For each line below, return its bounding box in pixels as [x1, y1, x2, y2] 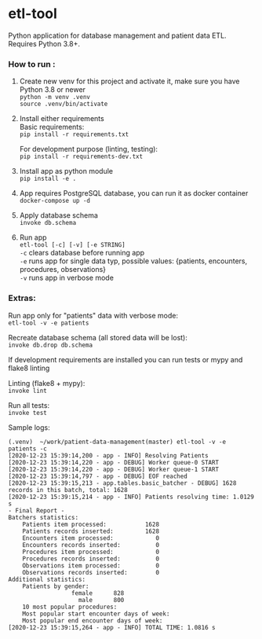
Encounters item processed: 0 [22, 534, 159, 542]
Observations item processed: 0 [22, 561, 159, 570]
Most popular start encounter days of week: [22, 610, 170, 618]
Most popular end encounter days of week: [22, 616, 163, 625]
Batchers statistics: [8, 513, 79, 521]
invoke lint [8, 387, 47, 395]
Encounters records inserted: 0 [22, 541, 159, 549]
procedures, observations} [19, 265, 107, 274]
